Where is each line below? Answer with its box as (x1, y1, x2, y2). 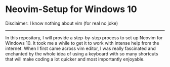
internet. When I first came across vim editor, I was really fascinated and (5, 45, 156, 51)
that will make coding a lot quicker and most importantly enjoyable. (5, 56, 145, 62)
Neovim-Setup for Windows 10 (5, 4, 138, 15)
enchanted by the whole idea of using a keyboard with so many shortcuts (5, 50, 158, 56)
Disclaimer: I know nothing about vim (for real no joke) (5, 20, 118, 26)
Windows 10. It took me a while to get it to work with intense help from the (5, 40, 159, 46)
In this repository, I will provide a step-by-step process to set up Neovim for (5, 34, 163, 41)
